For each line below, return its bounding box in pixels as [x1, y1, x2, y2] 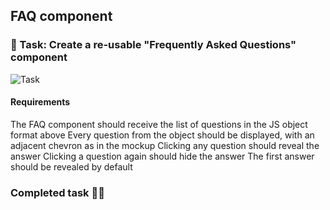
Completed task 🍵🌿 [10, 185, 105, 199]
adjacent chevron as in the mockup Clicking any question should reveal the [10, 139, 320, 151]
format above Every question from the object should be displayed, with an [10, 129, 315, 141]
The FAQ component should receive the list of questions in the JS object [10, 118, 308, 130]
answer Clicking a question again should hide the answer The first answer [10, 150, 315, 162]
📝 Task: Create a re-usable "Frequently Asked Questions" [10, 38, 297, 52]
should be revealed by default [10, 160, 133, 173]
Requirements [10, 96, 71, 108]
